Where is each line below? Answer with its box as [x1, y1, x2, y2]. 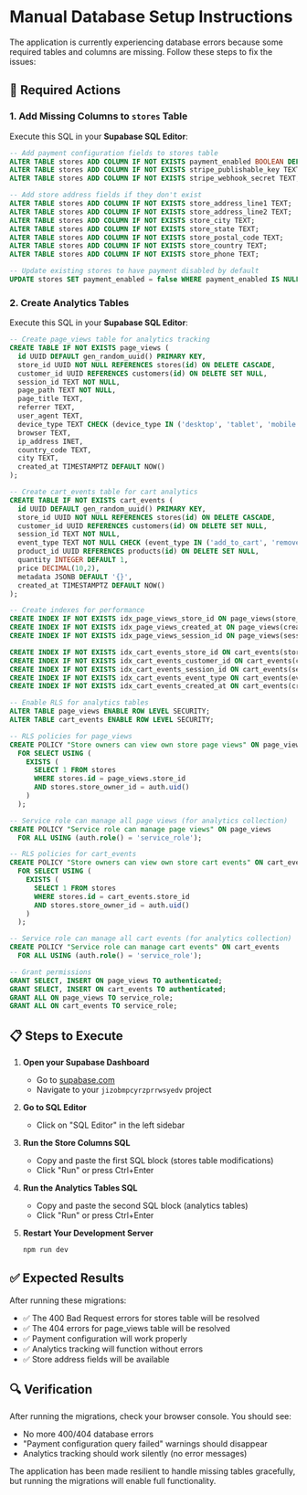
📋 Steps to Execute [9, 1028, 123, 1044]
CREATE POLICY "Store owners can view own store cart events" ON [9, 858, 263, 867]
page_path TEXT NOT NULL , [17, 386, 117, 395]
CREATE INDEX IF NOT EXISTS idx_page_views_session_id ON [9, 631, 235, 641]
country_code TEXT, [17, 445, 92, 454]
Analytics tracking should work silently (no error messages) [22, 1447, 248, 1458]
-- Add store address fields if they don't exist [9, 190, 203, 200]
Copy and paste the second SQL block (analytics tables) [36, 1200, 249, 1212]
